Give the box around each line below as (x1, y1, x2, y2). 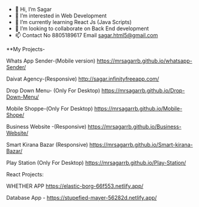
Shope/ (6, 111, 25, 119)
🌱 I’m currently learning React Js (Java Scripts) (14, 19, 132, 25)
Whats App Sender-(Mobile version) (6, 57, 96, 64)
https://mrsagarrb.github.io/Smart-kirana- (89, 141, 194, 148)
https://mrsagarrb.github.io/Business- (88, 123, 182, 130)
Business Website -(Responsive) (6, 123, 87, 130)
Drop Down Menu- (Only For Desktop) (6, 87, 100, 94)
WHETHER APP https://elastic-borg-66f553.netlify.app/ (6, 182, 144, 190)
